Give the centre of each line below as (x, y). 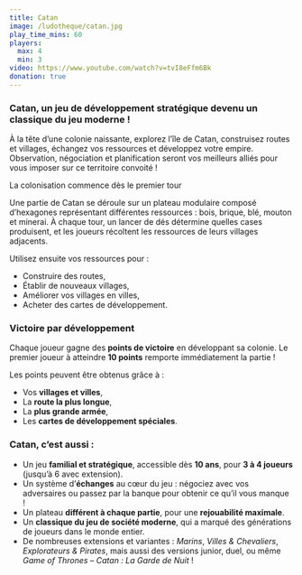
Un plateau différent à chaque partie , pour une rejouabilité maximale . (153, 512)
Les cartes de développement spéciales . (100, 422)
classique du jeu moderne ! (70, 119)
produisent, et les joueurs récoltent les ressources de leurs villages (134, 232)
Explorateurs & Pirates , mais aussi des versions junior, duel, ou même (151, 551)
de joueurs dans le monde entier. (83, 531)
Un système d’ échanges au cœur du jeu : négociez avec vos (136, 483)
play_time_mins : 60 (46, 34)
